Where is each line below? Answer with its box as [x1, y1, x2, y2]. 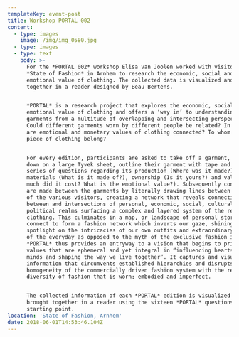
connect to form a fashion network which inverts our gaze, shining [26, 220, 234, 228]
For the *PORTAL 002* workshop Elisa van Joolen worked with [26, 63, 212, 70]
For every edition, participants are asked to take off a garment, [26, 154, 231, 161]
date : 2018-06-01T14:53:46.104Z [7, 319, 103, 326]
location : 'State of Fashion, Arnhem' [7, 312, 122, 319]
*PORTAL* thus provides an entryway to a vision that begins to [26, 240, 221, 247]
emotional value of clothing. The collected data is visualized [26, 76, 221, 84]
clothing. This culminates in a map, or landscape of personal [26, 214, 218, 221]
